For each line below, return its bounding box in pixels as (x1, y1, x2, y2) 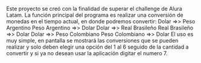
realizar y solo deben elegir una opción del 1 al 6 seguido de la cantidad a (6, 43, 189, 50)
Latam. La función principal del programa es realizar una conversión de (6, 11, 183, 19)
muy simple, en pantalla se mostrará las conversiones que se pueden (6, 37, 179, 44)
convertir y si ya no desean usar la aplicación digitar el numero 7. (6, 50, 168, 56)
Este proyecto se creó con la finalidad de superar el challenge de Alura (6, 5, 182, 12)
